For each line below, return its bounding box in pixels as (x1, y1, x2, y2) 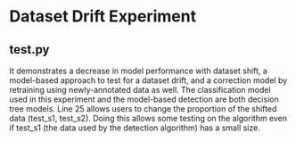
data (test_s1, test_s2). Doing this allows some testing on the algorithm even (9, 113, 288, 123)
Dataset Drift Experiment (9, 6, 197, 27)
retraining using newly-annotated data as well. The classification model (9, 85, 271, 95)
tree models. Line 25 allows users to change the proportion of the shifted (9, 104, 277, 113)
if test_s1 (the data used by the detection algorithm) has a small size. (9, 122, 260, 133)
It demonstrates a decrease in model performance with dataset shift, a (9, 65, 267, 76)
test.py (9, 42, 50, 57)
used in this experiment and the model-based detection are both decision (9, 94, 279, 104)
